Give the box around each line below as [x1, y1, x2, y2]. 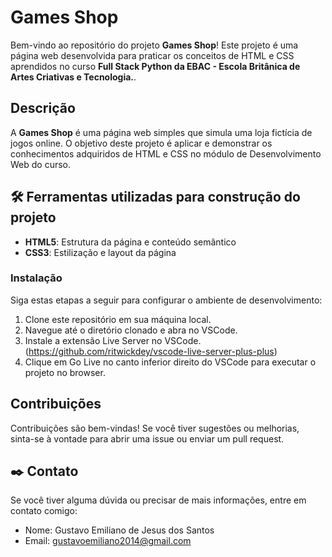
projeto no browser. [24, 366, 106, 378]
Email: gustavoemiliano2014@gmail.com [24, 535, 192, 547]
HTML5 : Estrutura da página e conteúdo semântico [24, 236, 237, 248]
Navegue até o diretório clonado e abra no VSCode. [24, 324, 238, 336]
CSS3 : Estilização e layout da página [24, 246, 177, 258]
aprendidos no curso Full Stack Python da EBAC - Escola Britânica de [10, 60, 301, 72]
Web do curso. [10, 158, 72, 170]
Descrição [10, 100, 76, 117]
